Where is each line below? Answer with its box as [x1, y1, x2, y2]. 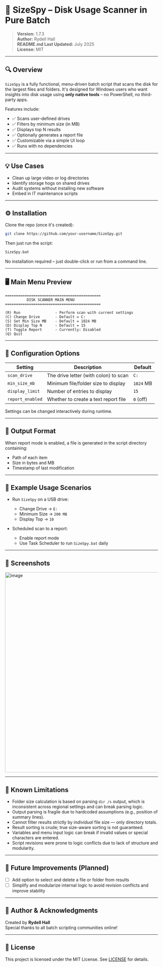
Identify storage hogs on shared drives [12, 180, 90, 186]
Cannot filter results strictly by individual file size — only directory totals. [12, 819, 158, 825]
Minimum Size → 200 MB [19, 511, 67, 517]
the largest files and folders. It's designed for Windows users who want [5, 86, 148, 92]
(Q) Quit [5, 331, 23, 336]
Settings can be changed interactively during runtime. [5, 408, 113, 414]
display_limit [7, 388, 40, 394]
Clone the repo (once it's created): [5, 222, 74, 228]
